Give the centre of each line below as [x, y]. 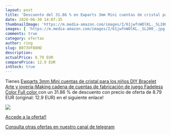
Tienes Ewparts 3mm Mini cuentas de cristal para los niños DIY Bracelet [81, 82]
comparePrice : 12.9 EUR [31, 62]
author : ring [19, 43]
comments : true [21, 34]
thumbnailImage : [22, 24]
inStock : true [20, 67]
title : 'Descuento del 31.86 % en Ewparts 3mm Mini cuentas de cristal [83, 15]
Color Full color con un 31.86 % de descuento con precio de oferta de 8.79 [83, 92]
